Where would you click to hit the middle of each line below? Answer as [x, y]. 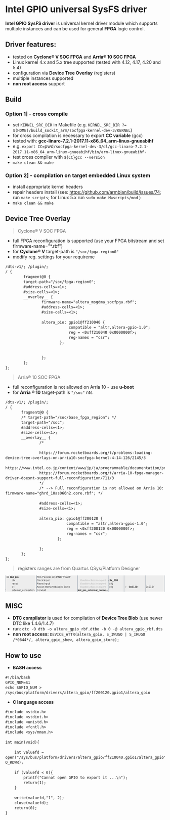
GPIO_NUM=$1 [18, 683]
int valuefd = [29, 753]
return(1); [35, 783]
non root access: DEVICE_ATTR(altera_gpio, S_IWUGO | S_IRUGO [79, 634]
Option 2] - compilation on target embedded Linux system [78, 175]
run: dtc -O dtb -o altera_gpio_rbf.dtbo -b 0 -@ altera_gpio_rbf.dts [88, 629]
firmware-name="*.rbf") [38, 246]
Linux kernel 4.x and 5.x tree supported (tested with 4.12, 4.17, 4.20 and [87, 62]
